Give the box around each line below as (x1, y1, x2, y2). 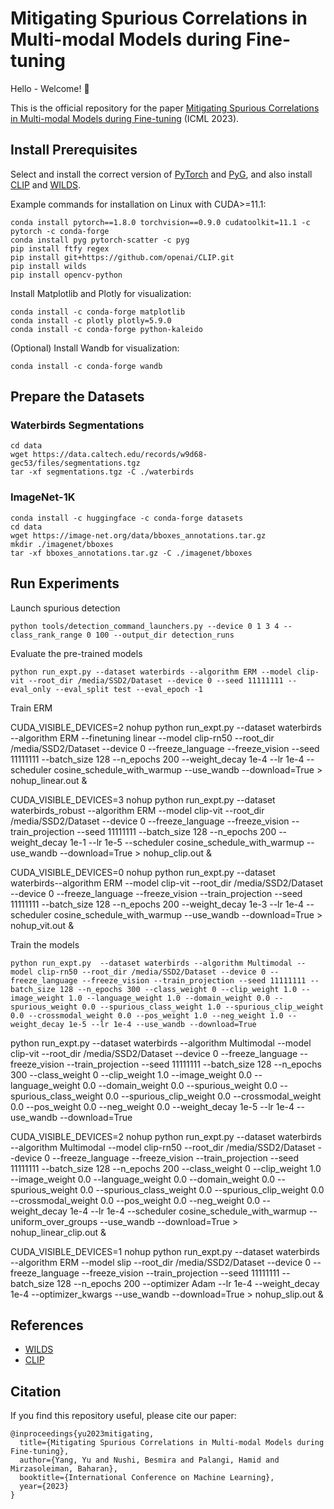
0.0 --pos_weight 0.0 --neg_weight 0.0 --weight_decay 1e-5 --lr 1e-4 (10, 1100, 295, 1112)
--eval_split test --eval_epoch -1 (54, 684, 203, 694)
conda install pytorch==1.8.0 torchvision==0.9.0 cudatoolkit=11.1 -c (10, 217, 311, 227)
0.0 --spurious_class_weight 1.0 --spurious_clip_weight (81, 1002, 325, 1012)
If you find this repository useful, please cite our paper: (10, 1410, 237, 1422)
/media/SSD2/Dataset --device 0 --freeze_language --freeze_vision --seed (10, 742, 320, 754)
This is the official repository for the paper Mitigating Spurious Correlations (10, 102, 320, 114)
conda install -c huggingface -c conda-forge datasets (10, 513, 244, 523)
